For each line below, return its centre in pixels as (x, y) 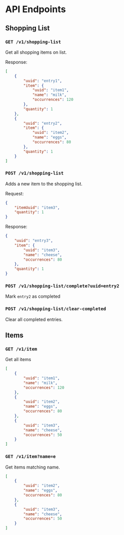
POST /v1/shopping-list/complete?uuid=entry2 (63, 286)
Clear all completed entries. (34, 319)
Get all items (18, 360)
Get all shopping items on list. (36, 52)
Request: (14, 193)
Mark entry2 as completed (33, 296)
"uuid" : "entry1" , (43, 81)
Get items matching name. (33, 467)
